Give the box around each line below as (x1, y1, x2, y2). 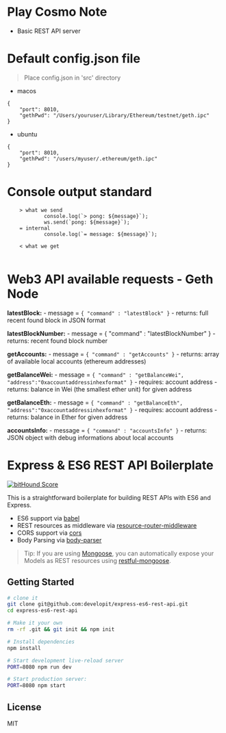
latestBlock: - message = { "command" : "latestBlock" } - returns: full (7, 309, 209, 317)
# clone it (7, 594, 38, 601)
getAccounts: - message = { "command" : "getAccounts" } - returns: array (7, 350, 220, 358)
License (7, 701, 42, 713)
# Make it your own (7, 620, 63, 627)
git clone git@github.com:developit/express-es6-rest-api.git (7, 601, 188, 608)
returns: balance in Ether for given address (7, 413, 128, 421)
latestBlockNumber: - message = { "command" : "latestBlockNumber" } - (7, 329, 216, 337)
